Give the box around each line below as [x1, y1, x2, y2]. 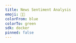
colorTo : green [5, 21, 36, 26]
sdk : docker [5, 26, 29, 31]
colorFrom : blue [5, 16, 38, 21]
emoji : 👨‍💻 [5, 12, 25, 17]
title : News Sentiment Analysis [5, 7, 71, 12]
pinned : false [5, 30, 34, 35]
